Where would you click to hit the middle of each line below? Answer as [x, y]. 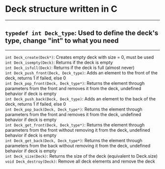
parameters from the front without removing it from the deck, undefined [78, 130]
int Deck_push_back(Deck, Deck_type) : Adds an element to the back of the [81, 98]
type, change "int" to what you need [62, 41]
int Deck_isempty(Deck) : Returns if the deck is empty [59, 62]
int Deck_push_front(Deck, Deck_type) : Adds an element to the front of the [82, 72]
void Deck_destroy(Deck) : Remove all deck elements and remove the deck [80, 161]
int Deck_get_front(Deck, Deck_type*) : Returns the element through [75, 125]
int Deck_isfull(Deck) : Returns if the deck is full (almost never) [70, 68]
